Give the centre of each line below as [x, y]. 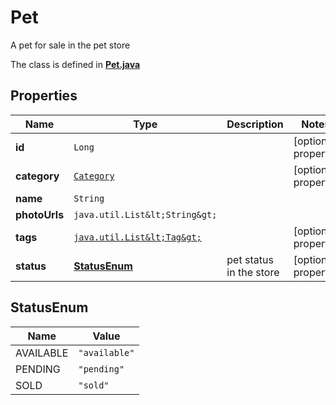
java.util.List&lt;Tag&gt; [137, 237]
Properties [44, 96]
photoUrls [40, 214]
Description [255, 124]
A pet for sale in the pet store [70, 45]
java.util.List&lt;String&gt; [145, 214]
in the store [253, 272]
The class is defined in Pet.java [75, 64]
